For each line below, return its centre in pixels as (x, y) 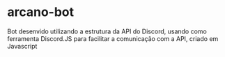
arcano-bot (41, 12)
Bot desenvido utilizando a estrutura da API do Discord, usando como (107, 31)
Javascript (22, 46)
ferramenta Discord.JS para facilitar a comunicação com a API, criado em (113, 38)
